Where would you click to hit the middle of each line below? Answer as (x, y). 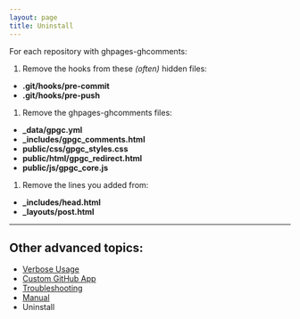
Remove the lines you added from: (85, 184)
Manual (36, 298)
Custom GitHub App (59, 279)
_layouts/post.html (58, 211)
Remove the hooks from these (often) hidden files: (114, 69)
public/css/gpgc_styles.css (75, 149)
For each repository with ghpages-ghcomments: (98, 51)
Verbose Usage (51, 269)
